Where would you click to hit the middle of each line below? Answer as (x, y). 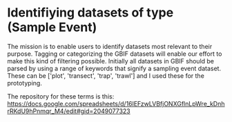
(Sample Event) (52, 27)
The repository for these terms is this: (61, 96)
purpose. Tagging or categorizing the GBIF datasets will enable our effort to (115, 54)
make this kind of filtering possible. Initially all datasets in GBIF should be (111, 61)
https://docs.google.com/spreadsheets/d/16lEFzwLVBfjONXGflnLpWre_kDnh (116, 103)
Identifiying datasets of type (90, 13)
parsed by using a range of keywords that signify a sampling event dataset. (114, 68)
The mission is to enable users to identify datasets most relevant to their (110, 46)
